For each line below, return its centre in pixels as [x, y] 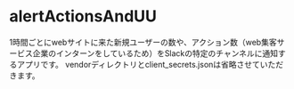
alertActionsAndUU [83, 16]
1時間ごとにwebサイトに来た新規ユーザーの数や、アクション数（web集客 [143, 42]
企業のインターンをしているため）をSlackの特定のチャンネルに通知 [155, 53]
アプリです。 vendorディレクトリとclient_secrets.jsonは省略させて [139, 64]
